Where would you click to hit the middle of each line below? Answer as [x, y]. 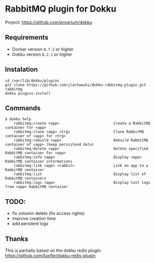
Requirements [27, 37]
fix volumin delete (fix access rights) [48, 213]
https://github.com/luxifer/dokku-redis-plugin [50, 256]
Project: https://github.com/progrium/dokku [49, 22]
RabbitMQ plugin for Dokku [61, 9]
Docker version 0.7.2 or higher [43, 49]
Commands [23, 108]
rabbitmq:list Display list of [80, 174]
